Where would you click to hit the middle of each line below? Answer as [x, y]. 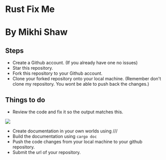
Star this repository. [33, 68]
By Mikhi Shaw [36, 32]
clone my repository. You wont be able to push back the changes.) [81, 84]
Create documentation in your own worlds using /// [65, 131]
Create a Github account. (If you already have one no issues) [75, 63]
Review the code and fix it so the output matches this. [68, 112]
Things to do [25, 100]
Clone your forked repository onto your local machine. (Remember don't [87, 79]
